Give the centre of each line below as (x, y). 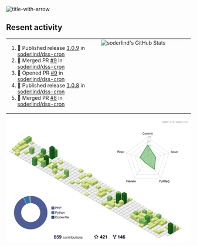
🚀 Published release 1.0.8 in (51, 85)
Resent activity (34, 27)
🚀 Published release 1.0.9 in (51, 48)
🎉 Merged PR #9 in (40, 60)
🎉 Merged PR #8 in (40, 97)
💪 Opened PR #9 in (40, 73)
